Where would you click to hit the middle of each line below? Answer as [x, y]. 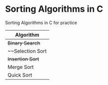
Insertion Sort [23, 59]
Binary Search [24, 43]
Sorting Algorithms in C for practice [41, 23]
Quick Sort [20, 75]
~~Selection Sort [27, 51]
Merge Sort [21, 67]
